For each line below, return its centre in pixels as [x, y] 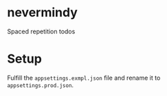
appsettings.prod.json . [41, 85]
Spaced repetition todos [41, 31]
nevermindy [42, 13]
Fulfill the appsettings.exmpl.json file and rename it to [84, 78]
